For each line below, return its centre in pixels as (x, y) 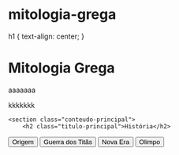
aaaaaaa (22, 90)
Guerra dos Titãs (68, 142)
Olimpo (149, 142)
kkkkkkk (22, 105)
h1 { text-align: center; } (47, 36)
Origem (23, 142)
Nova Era (116, 142)
